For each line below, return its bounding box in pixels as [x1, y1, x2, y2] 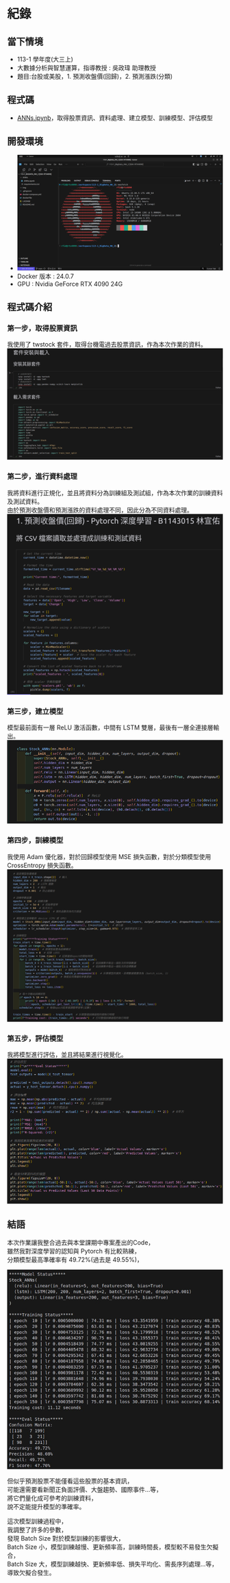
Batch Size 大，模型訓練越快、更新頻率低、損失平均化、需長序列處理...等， [7, 1560, 218, 1569]
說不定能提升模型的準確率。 [7, 1503, 86, 1511]
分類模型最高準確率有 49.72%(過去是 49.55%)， [7, 1255, 144, 1264]
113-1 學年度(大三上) [16, 55, 74, 63]
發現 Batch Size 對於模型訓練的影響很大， [7, 1534, 125, 1543]
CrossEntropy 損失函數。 [7, 861, 77, 869]
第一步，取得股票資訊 [7, 323, 77, 333]
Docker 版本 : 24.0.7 [16, 272, 74, 280]
